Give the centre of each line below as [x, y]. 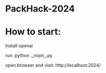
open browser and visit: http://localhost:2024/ [53, 65]
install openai [19, 46]
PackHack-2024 [40, 9]
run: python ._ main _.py [29, 55]
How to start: [33, 32]
